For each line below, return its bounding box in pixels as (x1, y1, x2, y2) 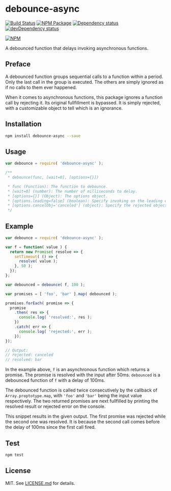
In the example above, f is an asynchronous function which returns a (5, 367, 150, 373)
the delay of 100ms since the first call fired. (5, 424, 96, 430)
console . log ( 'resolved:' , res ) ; (18, 315, 93, 320)
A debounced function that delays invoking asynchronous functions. (5, 45, 149, 51)
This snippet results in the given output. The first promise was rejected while (5, 414, 166, 420)
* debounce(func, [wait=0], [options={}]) (7, 175, 99, 180)
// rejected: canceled (5, 352, 53, 357)
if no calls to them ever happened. (5, 84, 77, 90)
